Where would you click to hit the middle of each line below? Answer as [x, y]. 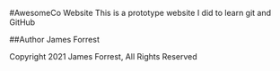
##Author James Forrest [55, 39]
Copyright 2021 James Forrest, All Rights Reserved [103, 56]
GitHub [22, 22]
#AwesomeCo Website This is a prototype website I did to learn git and [140, 13]
